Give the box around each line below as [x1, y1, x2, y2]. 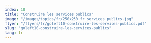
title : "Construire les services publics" [5, 12, 94, 17]
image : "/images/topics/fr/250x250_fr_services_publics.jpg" [5, 16, 134, 21]
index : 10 [5, 7, 26, 12]
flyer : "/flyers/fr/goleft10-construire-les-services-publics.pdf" [5, 21, 147, 26]
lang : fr [5, 30, 23, 35]
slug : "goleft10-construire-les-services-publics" [5, 26, 112, 31]
